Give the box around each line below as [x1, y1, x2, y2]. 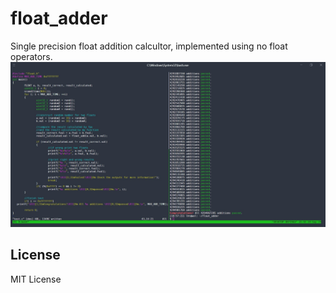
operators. [10, 50, 53, 62]
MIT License [10, 273, 62, 285]
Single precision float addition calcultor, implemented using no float [10, 40, 288, 52]
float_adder [10, 7, 108, 30]
